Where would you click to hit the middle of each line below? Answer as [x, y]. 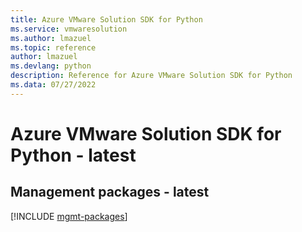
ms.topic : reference [53, 47]
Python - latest [73, 155]
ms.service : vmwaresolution [69, 29]
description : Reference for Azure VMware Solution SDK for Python [151, 76]
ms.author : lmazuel [51, 38]
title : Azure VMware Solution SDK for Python [106, 19]
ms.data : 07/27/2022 [53, 85]
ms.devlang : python [51, 66]
